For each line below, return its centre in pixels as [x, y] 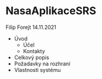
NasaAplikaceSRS [51, 11]
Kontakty [34, 51]
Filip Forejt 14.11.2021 [31, 27]
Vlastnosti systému [37, 70]
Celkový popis [32, 57]
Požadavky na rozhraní [42, 64]
